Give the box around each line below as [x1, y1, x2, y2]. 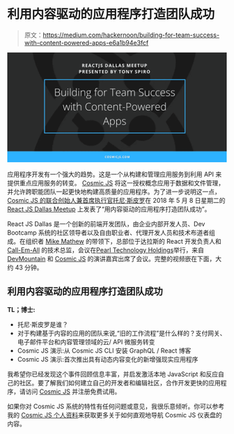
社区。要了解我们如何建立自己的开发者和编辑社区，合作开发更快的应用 [19, 378, 221, 387]
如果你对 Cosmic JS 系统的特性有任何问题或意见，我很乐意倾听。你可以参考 [7, 402, 225, 410]
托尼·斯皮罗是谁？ [17, 320, 68, 328]
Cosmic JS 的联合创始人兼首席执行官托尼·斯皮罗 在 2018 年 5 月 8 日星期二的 [7, 196, 226, 204]
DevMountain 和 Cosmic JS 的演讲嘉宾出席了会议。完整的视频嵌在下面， [7, 254, 216, 263]
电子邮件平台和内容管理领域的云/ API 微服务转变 [17, 337, 155, 346]
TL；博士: [7, 305, 36, 313]
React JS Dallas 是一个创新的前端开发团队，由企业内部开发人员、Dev [7, 219, 205, 228]
